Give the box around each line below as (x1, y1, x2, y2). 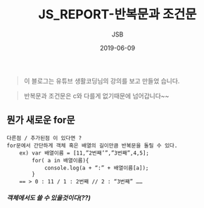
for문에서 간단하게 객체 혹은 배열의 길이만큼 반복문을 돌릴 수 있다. (6, 142, 178, 149)
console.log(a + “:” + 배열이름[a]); (44, 164, 149, 171)
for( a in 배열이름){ (32, 157, 89, 164)
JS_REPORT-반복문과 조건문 (38, 6, 197, 22)
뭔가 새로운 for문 (6, 114, 75, 126)
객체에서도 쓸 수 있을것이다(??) (6, 194, 91, 202)
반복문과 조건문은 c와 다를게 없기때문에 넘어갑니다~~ (23, 91, 170, 100)
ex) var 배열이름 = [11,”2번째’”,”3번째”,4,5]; (19, 149, 149, 157)
